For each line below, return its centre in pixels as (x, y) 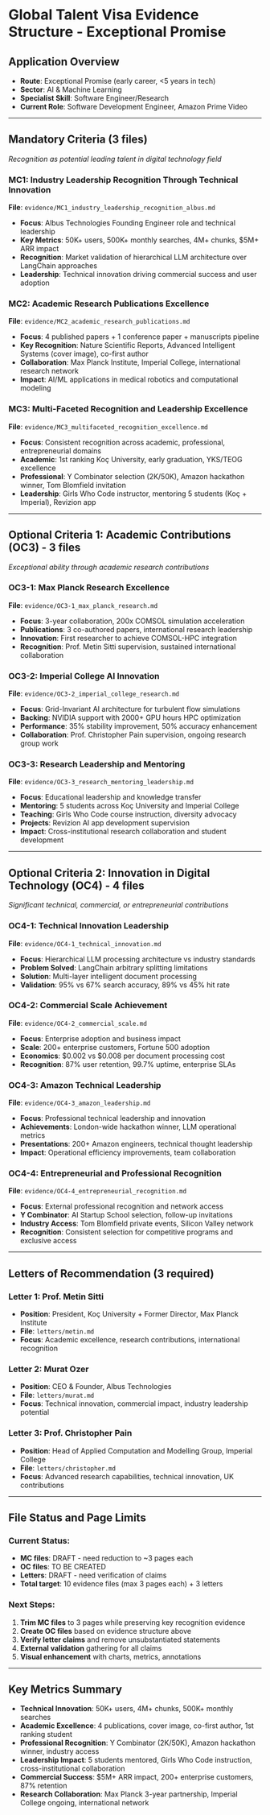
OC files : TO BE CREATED (63, 1567)
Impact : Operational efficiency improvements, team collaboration (128, 1152)
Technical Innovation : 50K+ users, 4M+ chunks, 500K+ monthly (127, 1709)
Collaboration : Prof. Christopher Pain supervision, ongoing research (133, 735)
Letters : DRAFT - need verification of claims (93, 1575)
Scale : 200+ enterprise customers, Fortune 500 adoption (115, 1047)
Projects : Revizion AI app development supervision (105, 823)
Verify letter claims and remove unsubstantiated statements (120, 1639)
